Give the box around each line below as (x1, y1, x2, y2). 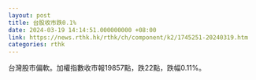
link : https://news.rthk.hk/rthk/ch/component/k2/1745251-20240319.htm (8, 33, 248, 42)
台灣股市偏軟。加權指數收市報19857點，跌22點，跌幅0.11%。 (8, 64, 206, 73)
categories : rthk (8, 41, 65, 49)
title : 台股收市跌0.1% (8, 19, 77, 27)
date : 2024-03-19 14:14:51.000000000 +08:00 (8, 26, 157, 34)
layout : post (8, 11, 51, 20)
